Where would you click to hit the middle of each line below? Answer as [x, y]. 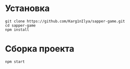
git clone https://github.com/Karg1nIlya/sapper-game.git [65, 21]
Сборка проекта [40, 49]
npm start [15, 62]
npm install [17, 29]
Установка [28, 8]
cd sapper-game [20, 25]
